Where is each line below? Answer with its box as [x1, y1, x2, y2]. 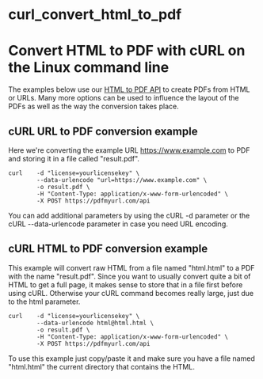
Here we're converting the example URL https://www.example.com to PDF [8, 145, 250, 155]
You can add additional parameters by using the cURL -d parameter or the [8, 210, 250, 220]
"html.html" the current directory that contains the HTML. [8, 362, 196, 371]
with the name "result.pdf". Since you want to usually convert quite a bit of [8, 271, 251, 281]
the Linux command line [8, 59, 170, 77]
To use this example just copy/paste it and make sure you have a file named [8, 354, 255, 363]
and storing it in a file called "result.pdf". [8, 153, 140, 163]
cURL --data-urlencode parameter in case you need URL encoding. [8, 219, 228, 229]
